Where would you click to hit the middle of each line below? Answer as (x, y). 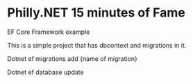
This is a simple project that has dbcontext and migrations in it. (97, 45)
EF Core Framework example (49, 32)
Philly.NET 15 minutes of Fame (96, 13)
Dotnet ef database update (46, 72)
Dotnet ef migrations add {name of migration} (72, 58)
